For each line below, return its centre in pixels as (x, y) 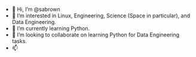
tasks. (19, 41)
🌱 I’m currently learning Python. (51, 28)
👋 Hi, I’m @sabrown (36, 9)
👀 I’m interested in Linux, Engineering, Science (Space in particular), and (101, 16)
